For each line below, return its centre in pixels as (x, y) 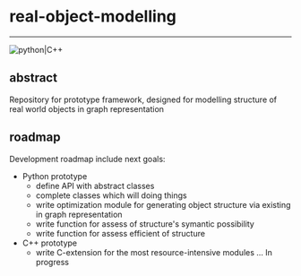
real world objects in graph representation (86, 108)
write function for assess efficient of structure (120, 233)
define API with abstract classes (95, 185)
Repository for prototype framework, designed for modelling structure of (143, 99)
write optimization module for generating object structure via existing (163, 204)
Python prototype (55, 176)
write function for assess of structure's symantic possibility (145, 224)
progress (52, 262)
